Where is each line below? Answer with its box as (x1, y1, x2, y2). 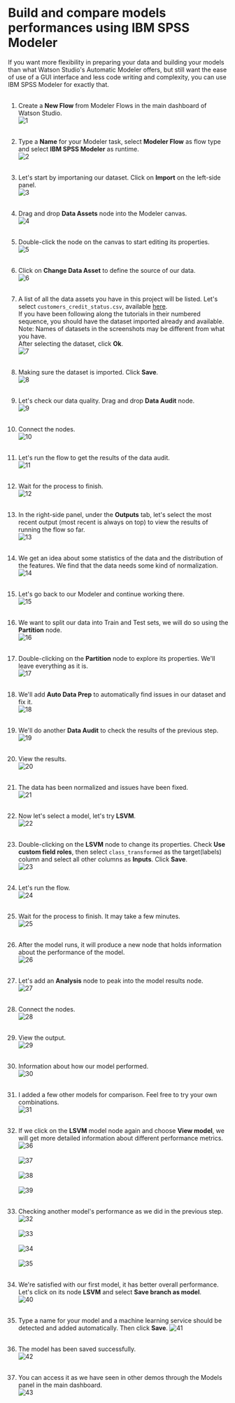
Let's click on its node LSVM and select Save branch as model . (17, 1287, 202, 1296)
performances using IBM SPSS (8, 20, 190, 36)
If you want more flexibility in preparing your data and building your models (8, 58, 225, 66)
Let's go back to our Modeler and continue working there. (17, 589, 185, 598)
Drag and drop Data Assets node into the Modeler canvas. (17, 209, 187, 217)
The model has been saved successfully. (17, 1345, 136, 1353)
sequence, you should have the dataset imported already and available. (17, 317, 225, 325)
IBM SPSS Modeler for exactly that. (8, 80, 109, 88)
